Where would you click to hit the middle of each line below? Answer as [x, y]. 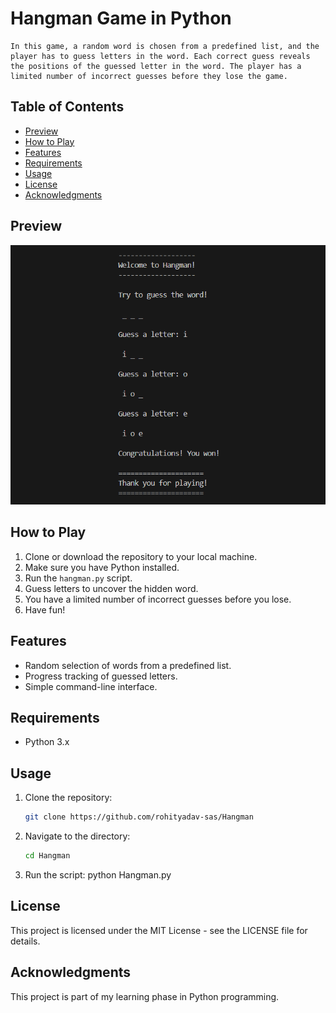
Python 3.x [47, 742]
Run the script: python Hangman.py [98, 874]
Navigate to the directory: [77, 836]
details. [25, 941]
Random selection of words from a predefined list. [128, 665]
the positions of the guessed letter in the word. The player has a [156, 66]
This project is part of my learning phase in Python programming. [145, 996]
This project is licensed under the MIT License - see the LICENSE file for [159, 930]
